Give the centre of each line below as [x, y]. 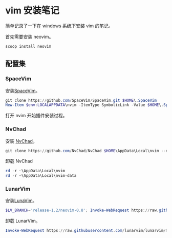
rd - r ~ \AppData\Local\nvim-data [41, 176]
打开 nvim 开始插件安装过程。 [36, 116]
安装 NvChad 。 [21, 141]
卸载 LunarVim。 [23, 221]
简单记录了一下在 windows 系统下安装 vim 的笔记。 [59, 26]
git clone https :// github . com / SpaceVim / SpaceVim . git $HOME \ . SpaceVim [81, 100]
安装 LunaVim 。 [21, 200]
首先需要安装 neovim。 [29, 36]
